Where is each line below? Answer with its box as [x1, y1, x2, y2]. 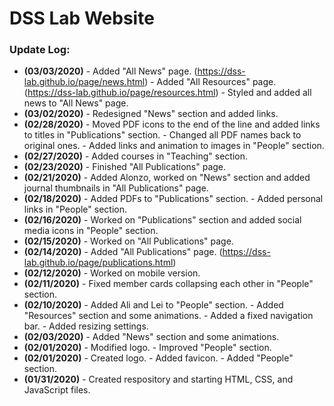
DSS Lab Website [9, 7, 155, 30]
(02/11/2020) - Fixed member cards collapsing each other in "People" [23, 278, 314, 290]
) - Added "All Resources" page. [144, 76, 277, 88]
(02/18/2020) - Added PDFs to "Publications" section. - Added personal [23, 193, 324, 205]
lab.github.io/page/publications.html [23, 257, 174, 269]
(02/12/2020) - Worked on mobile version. [23, 267, 201, 279]
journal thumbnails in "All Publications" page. [23, 182, 209, 194]
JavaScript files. [23, 384, 91, 396]
